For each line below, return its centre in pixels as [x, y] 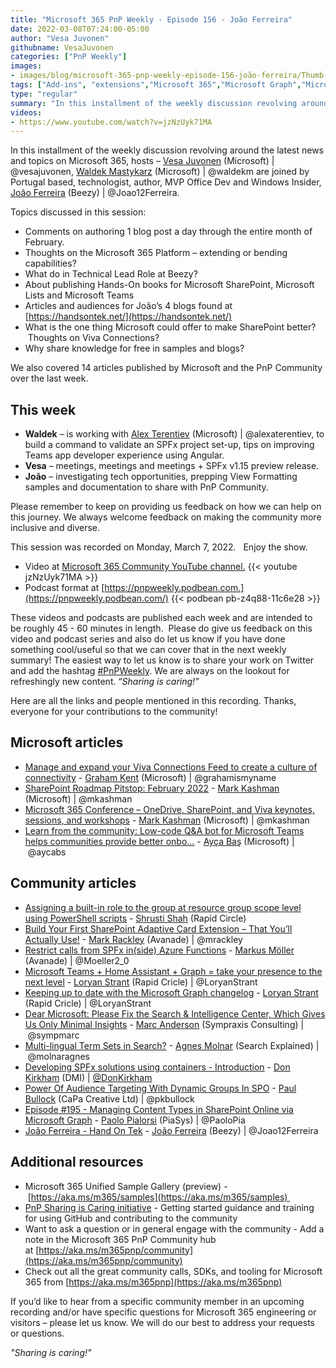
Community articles [73, 883]
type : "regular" [44, 94]
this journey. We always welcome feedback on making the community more [166, 517]
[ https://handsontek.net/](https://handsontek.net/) [128, 317]
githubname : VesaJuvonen [62, 47]
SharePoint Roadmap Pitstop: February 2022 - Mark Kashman [152, 788]
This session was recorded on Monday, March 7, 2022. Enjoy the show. [159, 547]
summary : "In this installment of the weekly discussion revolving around [169, 103]
